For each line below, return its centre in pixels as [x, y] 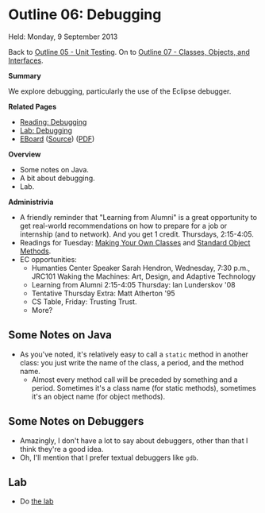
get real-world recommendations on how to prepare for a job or [123, 226]
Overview [25, 154]
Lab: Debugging [46, 130]
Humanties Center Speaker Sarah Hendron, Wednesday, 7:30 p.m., [141, 268]
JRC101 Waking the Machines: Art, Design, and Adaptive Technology [144, 276]
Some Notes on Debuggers [76, 421]
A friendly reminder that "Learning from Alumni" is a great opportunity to [138, 217]
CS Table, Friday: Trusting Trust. [84, 301]
